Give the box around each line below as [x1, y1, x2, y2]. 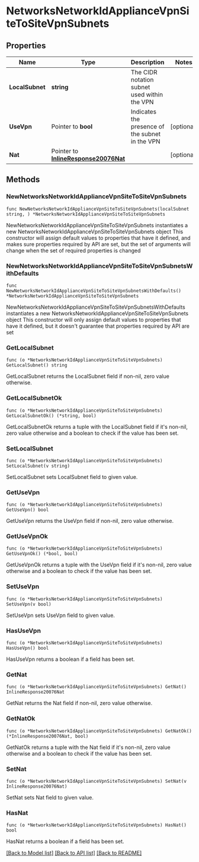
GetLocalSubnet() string [6, 362, 68, 368]
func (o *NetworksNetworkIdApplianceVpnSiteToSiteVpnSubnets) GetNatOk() [6, 728, 192, 734]
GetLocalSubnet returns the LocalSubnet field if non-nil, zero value [6, 373, 170, 380]
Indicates [130, 108, 157, 115]
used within [130, 90, 163, 99]
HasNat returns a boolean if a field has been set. [6, 838, 124, 845]
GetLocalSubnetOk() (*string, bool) [6, 412, 97, 419]
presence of [130, 123, 165, 130]
